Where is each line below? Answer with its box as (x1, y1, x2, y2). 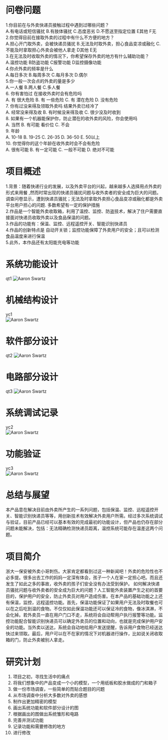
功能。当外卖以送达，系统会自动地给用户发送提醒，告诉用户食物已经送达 (14, 624, 163, 630)
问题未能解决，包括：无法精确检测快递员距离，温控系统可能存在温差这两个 (5, 525, 159, 531)
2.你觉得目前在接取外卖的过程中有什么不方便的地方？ (5, 34, 115, 40)
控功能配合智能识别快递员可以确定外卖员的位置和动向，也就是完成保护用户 (5, 618, 159, 624)
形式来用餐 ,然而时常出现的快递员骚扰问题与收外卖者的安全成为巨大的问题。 (5, 189, 161, 195)
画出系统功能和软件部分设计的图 (12, 705, 79, 711)
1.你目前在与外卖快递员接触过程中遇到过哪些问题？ (5, 22, 109, 28)
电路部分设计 (5, 371, 59, 383)
